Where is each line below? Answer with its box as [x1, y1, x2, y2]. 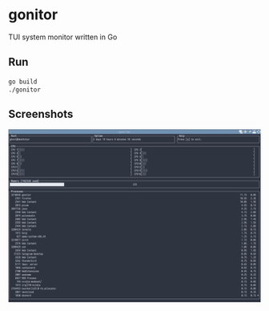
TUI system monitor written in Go [8, 32, 118, 42]
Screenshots [8, 107, 74, 121]
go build [8, 78, 38, 86]
